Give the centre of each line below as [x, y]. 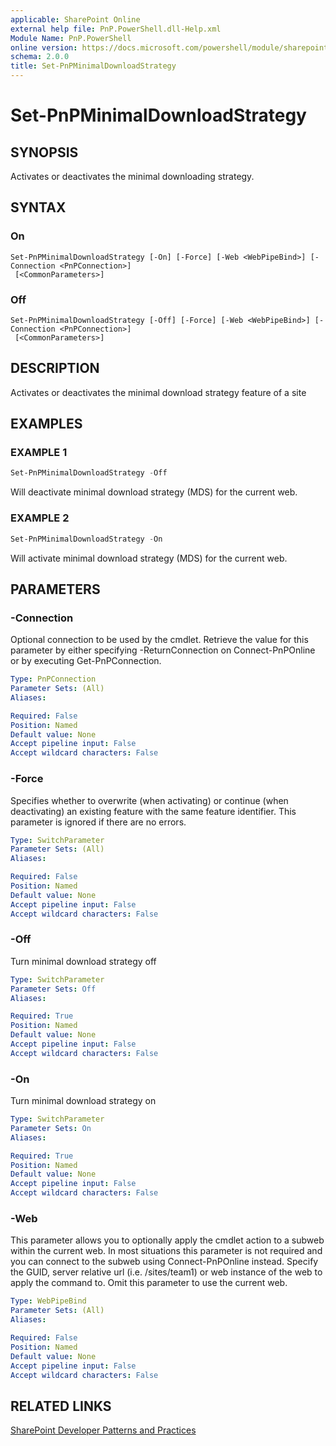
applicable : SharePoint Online [75, 19]
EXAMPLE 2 [40, 518]
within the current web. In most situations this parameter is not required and [166, 1251]
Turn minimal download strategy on [83, 1101]
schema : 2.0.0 [40, 57]
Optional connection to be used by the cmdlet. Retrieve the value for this [159, 640]
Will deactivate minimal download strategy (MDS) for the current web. [154, 492]
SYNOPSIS [44, 152]
